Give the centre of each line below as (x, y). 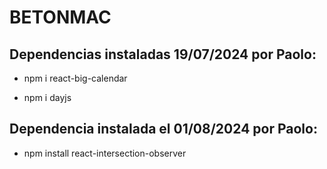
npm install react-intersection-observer (105, 153)
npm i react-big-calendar (75, 78)
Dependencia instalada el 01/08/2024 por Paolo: (163, 129)
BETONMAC (60, 17)
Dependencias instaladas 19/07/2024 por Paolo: (163, 54)
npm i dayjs (47, 97)
